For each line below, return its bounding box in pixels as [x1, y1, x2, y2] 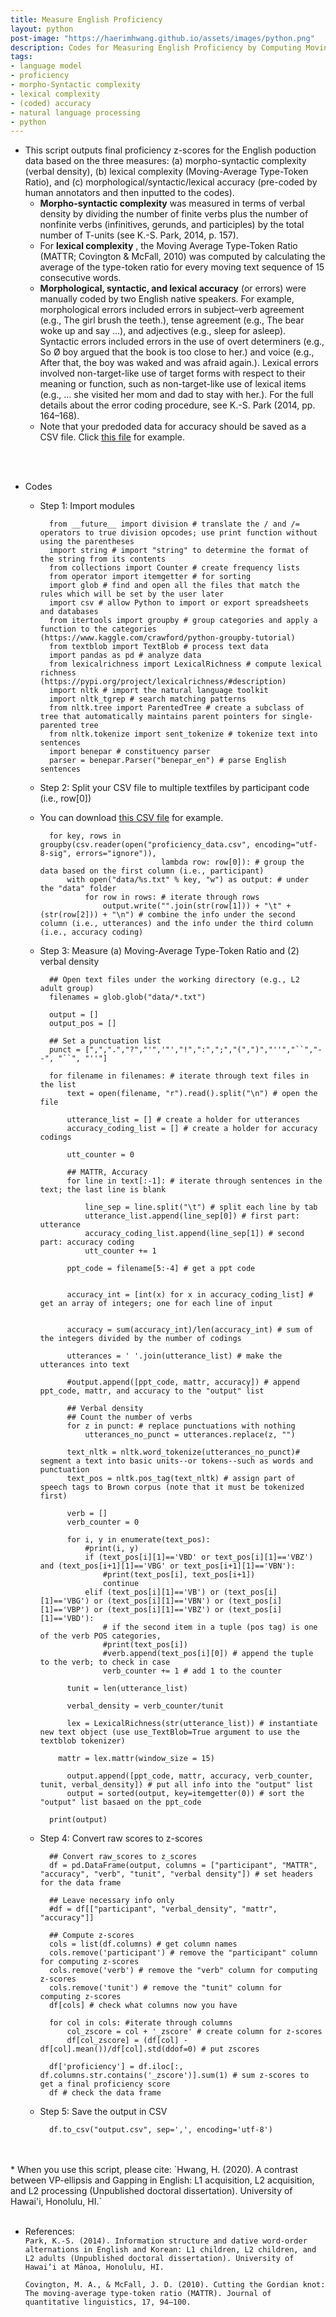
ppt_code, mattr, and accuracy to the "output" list [39, 1386, 265, 1396]
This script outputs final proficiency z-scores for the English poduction [24, 144, 317, 156]
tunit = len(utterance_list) [66, 1684, 188, 1694]
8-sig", [39, 849, 72, 859]
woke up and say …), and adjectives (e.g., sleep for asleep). [39, 325, 287, 337]
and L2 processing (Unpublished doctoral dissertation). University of [10, 2185, 293, 2197]
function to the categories [39, 624, 157, 635]
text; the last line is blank [39, 1185, 167, 1195]
